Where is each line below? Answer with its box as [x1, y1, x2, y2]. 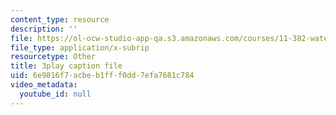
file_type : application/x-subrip [10, 42, 150, 53]
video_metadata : [10, 80, 78, 90]
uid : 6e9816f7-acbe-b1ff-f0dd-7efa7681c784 [10, 71, 195, 81]
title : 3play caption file [10, 61, 123, 71]
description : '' [10, 24, 78, 34]
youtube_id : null [19, 89, 92, 99]
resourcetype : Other [10, 52, 97, 62]
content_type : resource [10, 14, 110, 25]
